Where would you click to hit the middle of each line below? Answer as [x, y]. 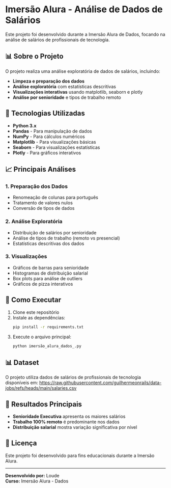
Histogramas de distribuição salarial [50, 273]
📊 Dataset [22, 362]
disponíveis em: [22, 383]
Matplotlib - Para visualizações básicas [54, 142]
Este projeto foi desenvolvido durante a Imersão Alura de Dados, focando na [85, 34]
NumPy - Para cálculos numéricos [49, 137]
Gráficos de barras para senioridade [51, 267]
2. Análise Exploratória [34, 222]
